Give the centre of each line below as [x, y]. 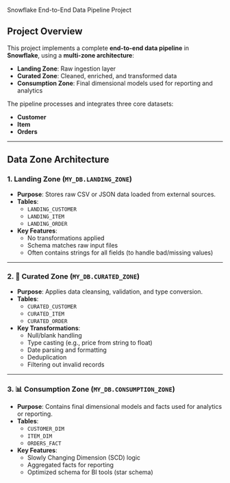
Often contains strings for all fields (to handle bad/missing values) [120, 252]
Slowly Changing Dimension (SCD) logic [84, 458]
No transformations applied [66, 238]
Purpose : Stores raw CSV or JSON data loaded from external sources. [116, 194]
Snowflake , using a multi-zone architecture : [71, 55]
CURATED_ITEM [46, 314]
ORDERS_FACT [44, 444]
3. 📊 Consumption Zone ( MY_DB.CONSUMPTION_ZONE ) [91, 389]
